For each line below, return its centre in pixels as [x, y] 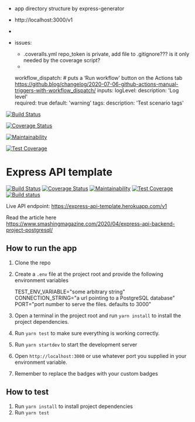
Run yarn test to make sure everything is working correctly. [87, 333]
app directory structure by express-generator [69, 9]
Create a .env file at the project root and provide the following [89, 274]
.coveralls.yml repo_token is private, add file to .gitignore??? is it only [106, 54]
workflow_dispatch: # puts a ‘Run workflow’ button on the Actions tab [98, 78]
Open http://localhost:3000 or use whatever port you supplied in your [100, 356]
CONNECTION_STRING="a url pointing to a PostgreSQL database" [95, 298]
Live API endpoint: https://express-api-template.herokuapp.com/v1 [87, 206]
